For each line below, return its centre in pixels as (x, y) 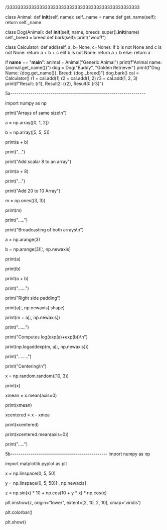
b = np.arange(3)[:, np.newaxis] (38, 249)
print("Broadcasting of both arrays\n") (45, 230)
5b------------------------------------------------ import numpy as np (78, 454)
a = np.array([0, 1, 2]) (27, 122)
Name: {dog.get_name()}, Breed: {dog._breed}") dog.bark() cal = (72, 73)
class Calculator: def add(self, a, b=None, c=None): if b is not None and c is (83, 47)
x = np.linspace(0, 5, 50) (31, 473)
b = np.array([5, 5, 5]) (28, 132)
